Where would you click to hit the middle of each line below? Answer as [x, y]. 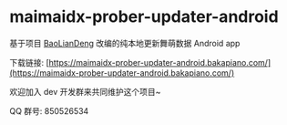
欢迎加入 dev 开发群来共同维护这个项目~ [85, 91]
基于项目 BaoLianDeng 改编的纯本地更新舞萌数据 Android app [125, 43]
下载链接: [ [30, 62]
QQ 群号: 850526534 [49, 110]
